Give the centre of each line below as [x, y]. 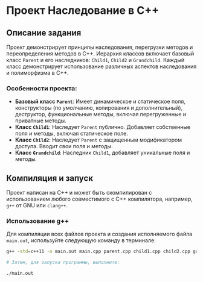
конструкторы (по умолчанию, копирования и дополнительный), [99, 108]
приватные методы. [40, 121]
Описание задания [44, 33]
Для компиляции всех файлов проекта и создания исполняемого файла [99, 234]
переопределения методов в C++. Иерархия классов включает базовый [100, 54]
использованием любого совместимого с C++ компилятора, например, [100, 199]
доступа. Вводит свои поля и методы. [64, 146]
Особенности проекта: [42, 88]
